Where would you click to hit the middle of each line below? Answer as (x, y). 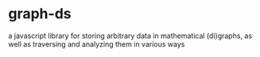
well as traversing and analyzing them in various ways (97, 44)
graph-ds (40, 14)
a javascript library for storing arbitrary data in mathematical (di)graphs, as (130, 36)
